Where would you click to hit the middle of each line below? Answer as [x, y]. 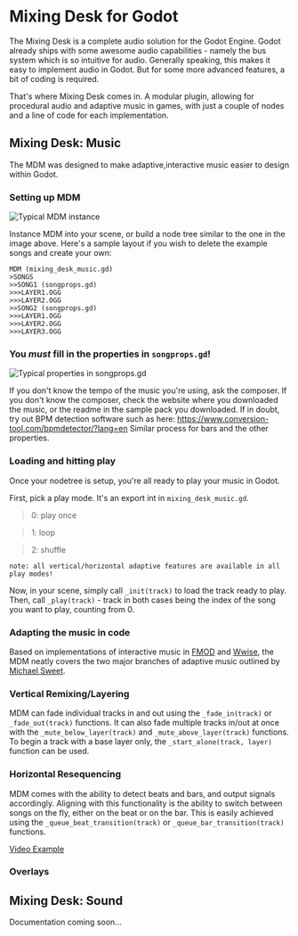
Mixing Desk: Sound [66, 901]
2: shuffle [48, 549]
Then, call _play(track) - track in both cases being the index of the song [142, 600]
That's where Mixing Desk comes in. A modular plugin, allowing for [132, 96]
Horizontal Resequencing [65, 775]
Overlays [29, 872]
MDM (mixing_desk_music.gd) [61, 269]
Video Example [37, 849]
